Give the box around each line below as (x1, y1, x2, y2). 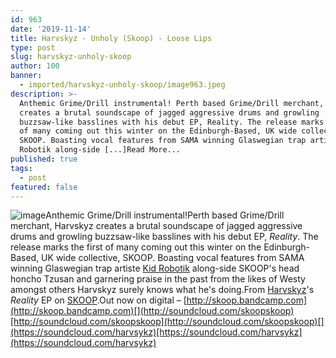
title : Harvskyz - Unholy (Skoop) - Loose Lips (10, 33, 213, 43)
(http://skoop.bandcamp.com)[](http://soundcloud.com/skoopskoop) (10, 305, 295, 317)
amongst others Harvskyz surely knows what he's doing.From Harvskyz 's (10, 284, 315, 296)
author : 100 (10, 61, 60, 71)
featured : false (10, 182, 78, 192)
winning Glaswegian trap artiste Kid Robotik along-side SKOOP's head (10, 262, 300, 275)
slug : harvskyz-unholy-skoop (10, 52, 132, 62)
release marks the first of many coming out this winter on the (10, 241, 262, 253)
